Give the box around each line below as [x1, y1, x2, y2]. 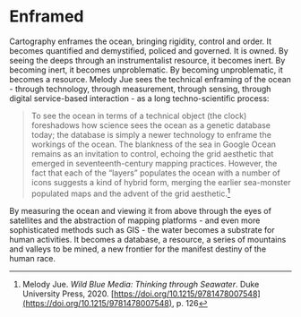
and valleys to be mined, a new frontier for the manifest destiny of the [9, 244, 267, 254]
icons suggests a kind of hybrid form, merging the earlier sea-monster [30, 176, 291, 187]
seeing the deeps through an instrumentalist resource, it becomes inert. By [9, 55, 286, 65]
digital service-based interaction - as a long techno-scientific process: [9, 92, 270, 104]
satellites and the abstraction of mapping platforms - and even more [9, 215, 261, 226]
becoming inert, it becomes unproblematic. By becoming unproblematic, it [9, 64, 284, 75]
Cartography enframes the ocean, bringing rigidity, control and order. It [9, 36, 271, 47]
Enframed [9, 6, 84, 27]
